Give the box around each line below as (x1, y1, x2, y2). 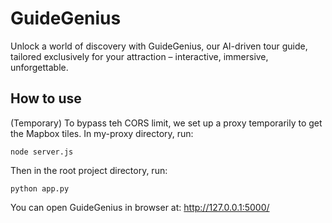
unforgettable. (10, 61, 69, 73)
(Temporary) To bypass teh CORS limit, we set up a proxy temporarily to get (10, 117, 323, 129)
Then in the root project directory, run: (10, 164, 168, 176)
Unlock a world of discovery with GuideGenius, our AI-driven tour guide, (10, 40, 308, 52)
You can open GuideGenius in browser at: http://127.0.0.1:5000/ (10, 201, 270, 213)
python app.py (10, 183, 70, 194)
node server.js (10, 147, 74, 157)
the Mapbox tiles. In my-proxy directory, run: (10, 127, 194, 139)
